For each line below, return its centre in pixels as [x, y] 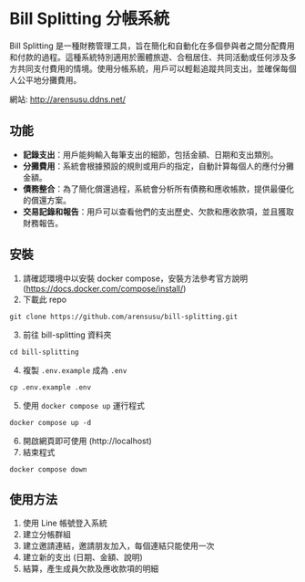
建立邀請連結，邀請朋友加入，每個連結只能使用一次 [118, 546]
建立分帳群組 [46, 535]
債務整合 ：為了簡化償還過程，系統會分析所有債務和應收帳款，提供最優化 [158, 189]
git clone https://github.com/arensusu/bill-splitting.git [124, 317]
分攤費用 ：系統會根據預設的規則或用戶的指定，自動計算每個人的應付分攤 [158, 166]
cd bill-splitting [44, 352]
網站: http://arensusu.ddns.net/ [67, 99]
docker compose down [49, 469]
